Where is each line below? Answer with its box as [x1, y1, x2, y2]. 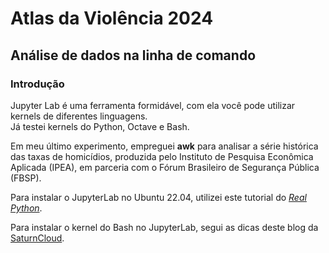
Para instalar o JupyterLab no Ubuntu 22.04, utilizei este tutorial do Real [10, 191, 307, 203]
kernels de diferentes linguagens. [10, 110, 148, 122]
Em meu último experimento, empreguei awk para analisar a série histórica [10, 140, 319, 152]
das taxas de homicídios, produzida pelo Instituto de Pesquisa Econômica [10, 150, 314, 162]
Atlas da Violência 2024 [10, 7, 214, 30]
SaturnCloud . [10, 232, 65, 244]
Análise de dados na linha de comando [10, 47, 257, 64]
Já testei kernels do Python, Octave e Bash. [10, 120, 190, 132]
